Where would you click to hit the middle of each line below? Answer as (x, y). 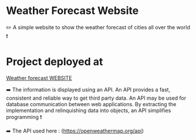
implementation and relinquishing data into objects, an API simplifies (89, 110)
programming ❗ (24, 117)
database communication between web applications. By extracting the (91, 104)
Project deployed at (55, 62)
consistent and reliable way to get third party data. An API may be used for (96, 98)
